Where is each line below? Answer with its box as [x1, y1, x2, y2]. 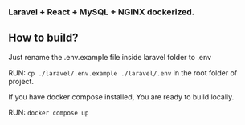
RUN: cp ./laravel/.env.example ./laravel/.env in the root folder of [8, 67, 238, 78]
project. [8, 76, 35, 86]
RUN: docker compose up [8, 107, 89, 117]
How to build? [8, 31, 79, 45]
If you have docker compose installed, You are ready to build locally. [8, 91, 235, 102]
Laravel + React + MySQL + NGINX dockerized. [8, 6, 195, 18]
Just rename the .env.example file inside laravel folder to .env [8, 52, 211, 62]
